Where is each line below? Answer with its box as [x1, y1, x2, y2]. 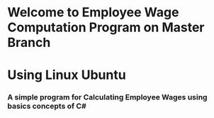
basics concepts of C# [7, 101, 86, 111]
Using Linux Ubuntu [7, 67, 126, 83]
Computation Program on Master [7, 19, 205, 36]
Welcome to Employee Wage [7, 4, 179, 21]
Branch [7, 35, 51, 50]
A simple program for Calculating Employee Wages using [7, 92, 208, 102]
